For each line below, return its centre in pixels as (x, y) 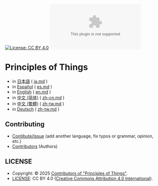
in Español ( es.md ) (32, 87)
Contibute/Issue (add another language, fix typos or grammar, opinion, (83, 136)
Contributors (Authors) (35, 146)
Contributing (25, 124)
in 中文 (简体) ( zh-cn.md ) (38, 97)
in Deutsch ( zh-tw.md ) (36, 109)
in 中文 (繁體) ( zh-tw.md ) (38, 104)
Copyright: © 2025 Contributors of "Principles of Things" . (70, 173)
